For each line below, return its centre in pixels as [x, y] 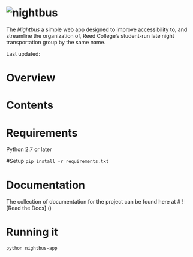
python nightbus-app [32, 249]
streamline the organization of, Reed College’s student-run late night [91, 35]
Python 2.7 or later [29, 149]
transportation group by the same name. [56, 42]
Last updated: [23, 53]
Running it [32, 232]
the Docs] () [37, 208]
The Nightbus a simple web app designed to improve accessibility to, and [97, 29]
